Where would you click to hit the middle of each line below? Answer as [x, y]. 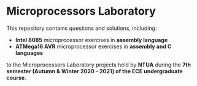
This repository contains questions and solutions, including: [82, 28]
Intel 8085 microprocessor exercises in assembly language [91, 40]
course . [16, 77]
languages [29, 52]
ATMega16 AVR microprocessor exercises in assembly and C [93, 46]
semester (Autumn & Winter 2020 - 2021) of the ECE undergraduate [95, 71]
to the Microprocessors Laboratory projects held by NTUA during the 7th [99, 65]
